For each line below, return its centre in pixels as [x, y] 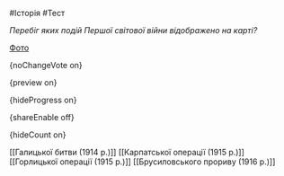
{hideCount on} [38, 135]
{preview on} [33, 83]
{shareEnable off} [42, 117]
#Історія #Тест [37, 13]
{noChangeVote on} [46, 65]
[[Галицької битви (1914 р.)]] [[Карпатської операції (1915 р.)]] [127, 152]
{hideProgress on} [43, 100]
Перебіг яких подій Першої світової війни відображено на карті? [133, 30]
